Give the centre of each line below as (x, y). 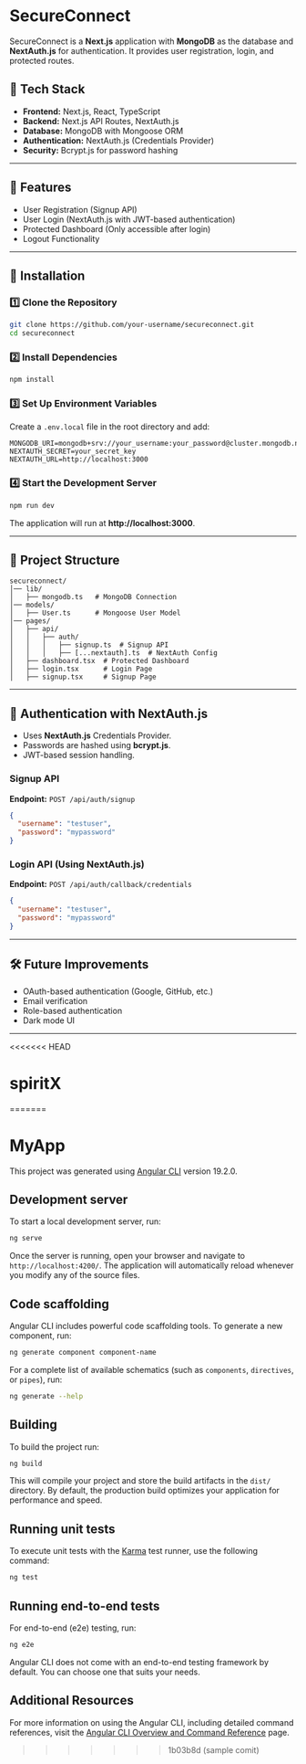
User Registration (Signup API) (80, 209)
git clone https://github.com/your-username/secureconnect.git (132, 325)
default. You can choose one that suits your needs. (105, 1672)
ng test (24, 1578)
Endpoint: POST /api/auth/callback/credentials (101, 884)
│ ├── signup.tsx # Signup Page (83, 677)
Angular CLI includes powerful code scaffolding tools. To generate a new (146, 1326)
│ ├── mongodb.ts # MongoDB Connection (93, 597)
